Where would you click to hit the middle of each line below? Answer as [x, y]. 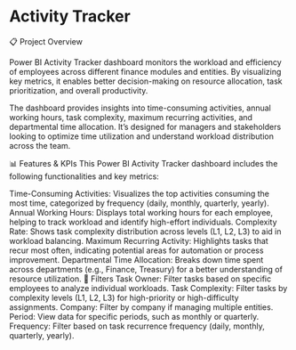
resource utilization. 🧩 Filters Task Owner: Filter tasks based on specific [140, 279]
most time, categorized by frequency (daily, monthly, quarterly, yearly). [139, 203]
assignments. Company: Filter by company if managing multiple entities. [141, 307]
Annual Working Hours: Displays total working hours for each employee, [141, 212]
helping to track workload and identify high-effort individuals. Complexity [143, 222]
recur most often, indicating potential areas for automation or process [136, 250]
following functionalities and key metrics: [84, 176]
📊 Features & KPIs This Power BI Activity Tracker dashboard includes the [144, 163]
